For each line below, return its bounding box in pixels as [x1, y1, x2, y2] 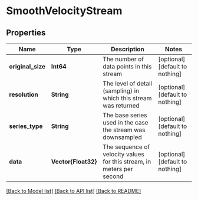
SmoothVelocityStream [6, 4, 123, 18]
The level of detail [103, 80, 152, 87]
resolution [9, 90, 38, 99]
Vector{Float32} [51, 158, 97, 166]
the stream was [103, 126, 146, 134]
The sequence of [103, 143, 150, 151]
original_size [9, 63, 46, 70]
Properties [6, 28, 46, 38]
